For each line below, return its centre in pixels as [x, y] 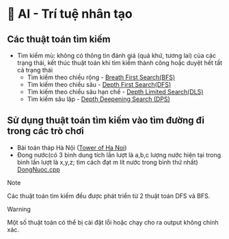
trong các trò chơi [45, 131]
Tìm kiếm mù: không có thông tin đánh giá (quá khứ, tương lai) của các [117, 55]
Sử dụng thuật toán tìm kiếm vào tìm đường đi [106, 121]
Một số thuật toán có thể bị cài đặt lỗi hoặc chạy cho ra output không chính [113, 222]
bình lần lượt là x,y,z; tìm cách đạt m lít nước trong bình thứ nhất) [107, 162]
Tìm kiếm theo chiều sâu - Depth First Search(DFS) [99, 84]
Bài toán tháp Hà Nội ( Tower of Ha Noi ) [72, 147]
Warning [19, 209]
